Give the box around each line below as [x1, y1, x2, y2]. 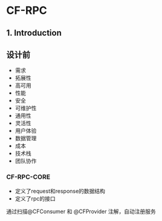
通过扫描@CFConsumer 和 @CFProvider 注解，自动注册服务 [6, 208, 156, 215]
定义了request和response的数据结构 [15, 187, 106, 194]
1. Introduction [6, 28, 62, 38]
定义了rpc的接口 [15, 194, 56, 202]
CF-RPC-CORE [6, 173, 50, 181]
